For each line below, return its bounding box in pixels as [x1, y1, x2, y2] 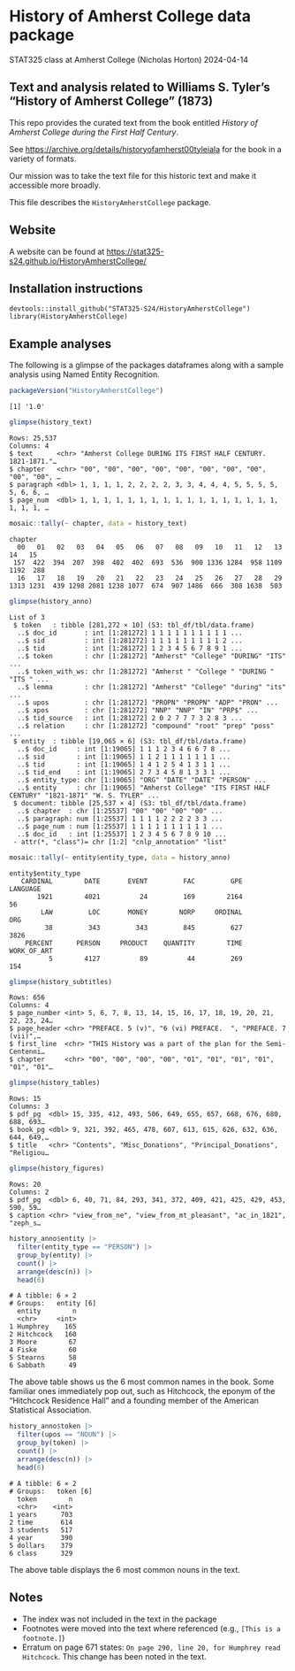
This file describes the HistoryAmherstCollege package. [9, 196, 212, 207]
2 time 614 [9, 1518, 73, 1527]
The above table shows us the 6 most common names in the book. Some [9, 1376, 275, 1387]
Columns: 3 [9, 1102, 49, 1112]
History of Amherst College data [9, 6, 252, 27]
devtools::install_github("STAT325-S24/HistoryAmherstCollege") [9, 304, 251, 313]
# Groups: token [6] [9, 1487, 93, 1496]
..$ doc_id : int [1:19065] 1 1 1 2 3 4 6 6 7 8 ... [17, 744, 231, 753]
